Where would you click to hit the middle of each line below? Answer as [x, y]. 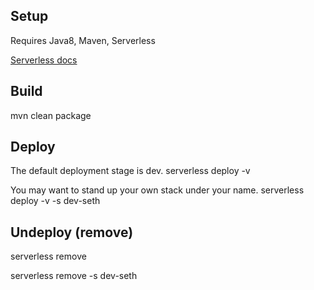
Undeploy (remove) [72, 232]
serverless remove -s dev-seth [74, 276]
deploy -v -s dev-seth [55, 201]
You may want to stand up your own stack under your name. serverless [157, 190]
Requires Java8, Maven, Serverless [83, 40]
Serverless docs [44, 60]
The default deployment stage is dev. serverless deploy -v [130, 171]
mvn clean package [51, 115]
